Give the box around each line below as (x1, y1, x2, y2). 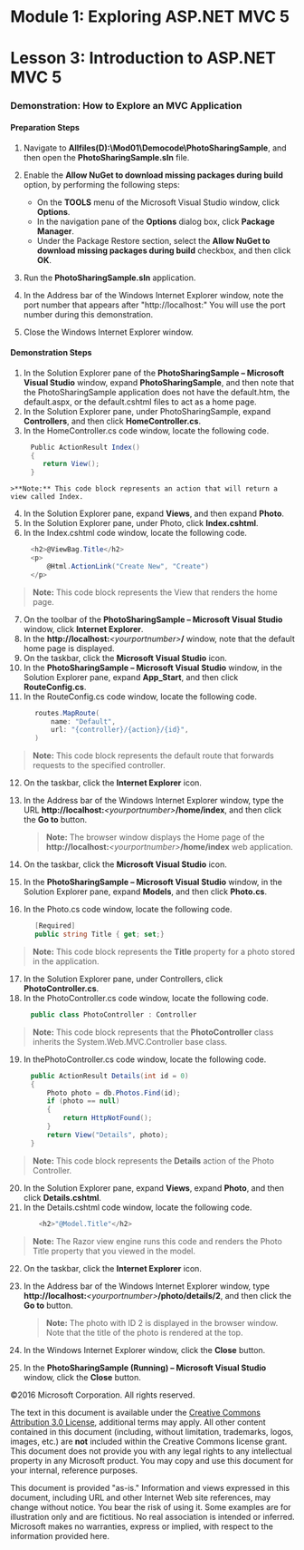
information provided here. (10, 1530, 109, 1541)
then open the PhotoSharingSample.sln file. (23, 151, 190, 162)
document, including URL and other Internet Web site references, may (10, 1492, 271, 1503)
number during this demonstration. (23, 308, 154, 319)
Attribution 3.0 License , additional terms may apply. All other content (10, 1417, 266, 1428)
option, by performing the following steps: (23, 179, 180, 190)
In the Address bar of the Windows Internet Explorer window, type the (23, 795, 284, 806)
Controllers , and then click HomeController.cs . (23, 415, 202, 426)
